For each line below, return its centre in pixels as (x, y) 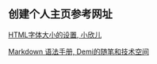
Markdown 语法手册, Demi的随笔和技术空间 (78, 51)
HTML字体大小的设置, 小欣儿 (55, 35)
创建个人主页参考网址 (60, 14)
